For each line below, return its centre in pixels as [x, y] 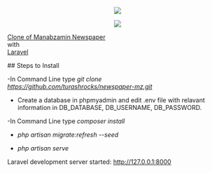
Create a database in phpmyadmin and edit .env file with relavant [111, 100]
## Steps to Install [33, 65]
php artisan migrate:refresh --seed [68, 134]
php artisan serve [43, 148]
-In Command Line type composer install [66, 121]
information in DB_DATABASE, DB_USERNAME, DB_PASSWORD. [109, 108]
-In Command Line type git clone [55, 79]
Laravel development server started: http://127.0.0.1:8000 [89, 162]
